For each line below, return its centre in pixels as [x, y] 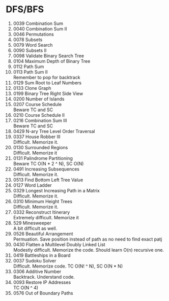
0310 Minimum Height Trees [43, 201]
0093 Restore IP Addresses [42, 282]
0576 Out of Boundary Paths [43, 293]
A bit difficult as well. [35, 228]
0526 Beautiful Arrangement [43, 233]
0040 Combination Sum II [40, 28]
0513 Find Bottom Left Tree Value [48, 180]
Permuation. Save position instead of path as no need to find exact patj [88, 239]
